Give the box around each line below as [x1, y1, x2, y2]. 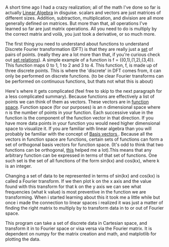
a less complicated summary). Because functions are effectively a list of [5, 93, 155, 99]
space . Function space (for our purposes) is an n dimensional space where [5, 104, 161, 110]
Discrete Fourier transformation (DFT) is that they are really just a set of [5, 46, 153, 52]
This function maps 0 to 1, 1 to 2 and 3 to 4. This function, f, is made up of [5, 63, 157, 68]
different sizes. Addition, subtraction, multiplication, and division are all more [5, 15, 164, 21]
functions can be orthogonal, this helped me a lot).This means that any [5, 147, 152, 153]
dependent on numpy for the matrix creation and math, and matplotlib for [5, 231, 157, 236]
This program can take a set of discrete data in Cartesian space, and [5, 220, 147, 226]
